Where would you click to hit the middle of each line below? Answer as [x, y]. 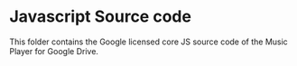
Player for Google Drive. [54, 51]
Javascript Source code [101, 17]
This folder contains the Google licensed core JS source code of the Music [149, 42]
